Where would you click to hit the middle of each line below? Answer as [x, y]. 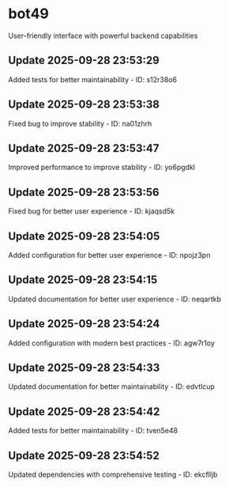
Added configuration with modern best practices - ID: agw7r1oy [112, 343]
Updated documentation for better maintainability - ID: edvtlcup [112, 387]
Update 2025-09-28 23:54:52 [84, 455]
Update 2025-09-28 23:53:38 [84, 105]
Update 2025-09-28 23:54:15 [83, 280]
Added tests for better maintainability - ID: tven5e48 [93, 431]
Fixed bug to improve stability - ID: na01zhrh [80, 123]
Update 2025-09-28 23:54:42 [84, 411]
